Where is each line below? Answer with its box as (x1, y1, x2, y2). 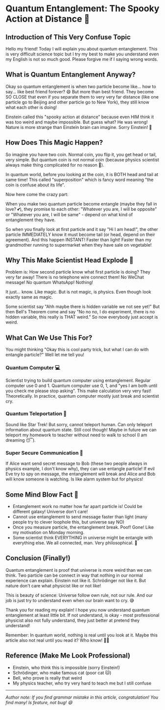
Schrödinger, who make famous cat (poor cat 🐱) (12, 670, 112, 676)
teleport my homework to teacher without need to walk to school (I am (5, 432, 147, 438)
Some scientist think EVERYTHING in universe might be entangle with (12, 534, 153, 540)
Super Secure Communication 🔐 (5, 449, 83, 456)
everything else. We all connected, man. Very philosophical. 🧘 (12, 540, 138, 546)
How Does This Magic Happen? (5, 138, 103, 147)
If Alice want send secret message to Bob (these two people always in (5, 460, 147, 466)
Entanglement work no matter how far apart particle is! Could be (12, 503, 142, 509)
